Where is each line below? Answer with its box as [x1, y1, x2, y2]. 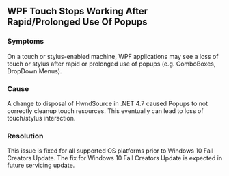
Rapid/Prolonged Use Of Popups [7, 16, 148, 28]
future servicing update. [7, 161, 75, 170]
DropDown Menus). [7, 66, 62, 75]
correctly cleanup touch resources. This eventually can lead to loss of [7, 106, 204, 115]
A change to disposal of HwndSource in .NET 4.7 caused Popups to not [7, 99, 208, 108]
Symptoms [7, 37, 44, 47]
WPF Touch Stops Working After [7, 5, 148, 17]
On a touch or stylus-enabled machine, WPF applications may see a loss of [7, 52, 219, 60]
